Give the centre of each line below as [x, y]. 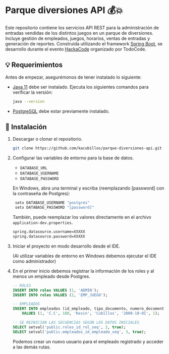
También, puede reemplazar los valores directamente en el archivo [82, 217]
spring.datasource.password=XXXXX [49, 236]
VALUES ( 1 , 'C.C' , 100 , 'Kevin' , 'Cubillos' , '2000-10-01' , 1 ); [91, 314]
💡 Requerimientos [34, 65]
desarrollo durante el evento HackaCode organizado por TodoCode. [76, 49]
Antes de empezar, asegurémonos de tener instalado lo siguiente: [74, 77]
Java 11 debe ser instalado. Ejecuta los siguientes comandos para [80, 87]
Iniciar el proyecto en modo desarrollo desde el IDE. [66, 246]
